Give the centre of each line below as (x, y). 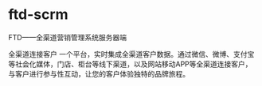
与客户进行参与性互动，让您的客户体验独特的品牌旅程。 (99, 73)
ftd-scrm (39, 15)
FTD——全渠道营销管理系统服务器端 (68, 37)
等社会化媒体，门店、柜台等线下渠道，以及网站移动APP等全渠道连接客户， (130, 64)
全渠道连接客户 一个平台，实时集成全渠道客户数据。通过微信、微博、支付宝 (131, 54)
